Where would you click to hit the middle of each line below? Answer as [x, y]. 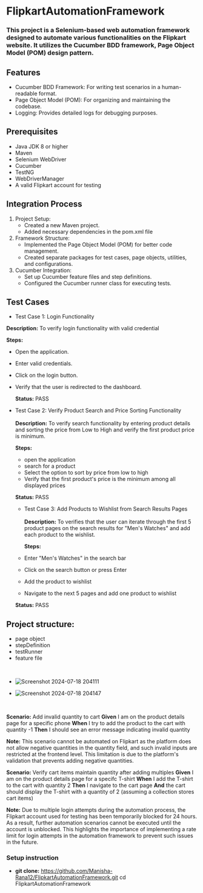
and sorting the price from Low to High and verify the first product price [105, 430]
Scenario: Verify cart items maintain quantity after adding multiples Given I [100, 772]
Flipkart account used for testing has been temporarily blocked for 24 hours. [102, 817]
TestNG [25, 172]
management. [41, 251]
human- [171, 87]
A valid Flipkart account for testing [58, 185]
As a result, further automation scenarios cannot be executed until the [94, 823]
